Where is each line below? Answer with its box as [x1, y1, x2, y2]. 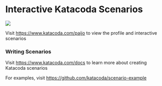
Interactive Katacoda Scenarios [5, 4, 143, 15]
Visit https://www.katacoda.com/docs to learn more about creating [5, 60, 147, 66]
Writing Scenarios [5, 48, 51, 55]
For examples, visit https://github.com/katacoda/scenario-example [5, 75, 147, 81]
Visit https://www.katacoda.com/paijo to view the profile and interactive [5, 30, 157, 36]
